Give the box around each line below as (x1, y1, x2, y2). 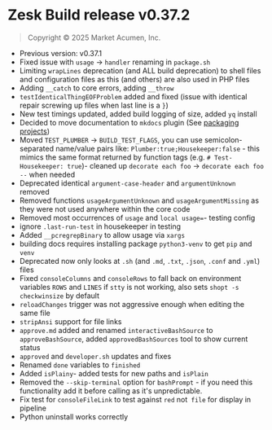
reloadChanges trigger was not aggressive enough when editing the (19, 299, 245, 309)
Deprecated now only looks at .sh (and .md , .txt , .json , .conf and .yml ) (19, 256, 261, 265)
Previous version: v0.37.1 (19, 48, 103, 58)
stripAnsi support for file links (19, 316, 122, 327)
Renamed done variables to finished (19, 360, 141, 370)
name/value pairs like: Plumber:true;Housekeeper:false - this (55, 143, 260, 153)
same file (19, 308, 50, 318)
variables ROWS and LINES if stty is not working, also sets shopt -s (19, 282, 239, 292)
